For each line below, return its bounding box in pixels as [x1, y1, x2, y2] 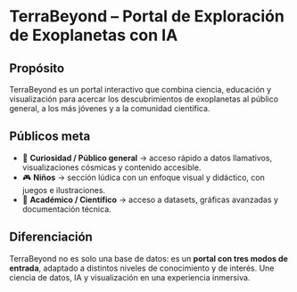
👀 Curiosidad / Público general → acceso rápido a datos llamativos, [21, 152, 273, 163]
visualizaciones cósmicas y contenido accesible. [21, 162, 202, 173]
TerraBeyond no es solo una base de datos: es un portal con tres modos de [9, 253, 288, 264]
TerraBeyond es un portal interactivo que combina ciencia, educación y [9, 85, 272, 94]
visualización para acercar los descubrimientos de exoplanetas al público [9, 93, 279, 104]
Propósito [9, 61, 65, 76]
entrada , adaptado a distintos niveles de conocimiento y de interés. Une [9, 263, 275, 273]
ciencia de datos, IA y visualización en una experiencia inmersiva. [9, 272, 251, 282]
